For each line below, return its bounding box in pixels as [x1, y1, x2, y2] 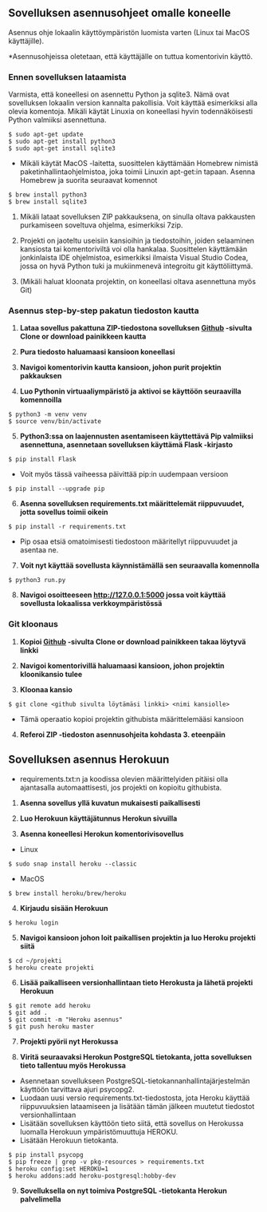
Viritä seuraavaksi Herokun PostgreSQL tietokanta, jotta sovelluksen [19, 1052, 253, 1061]
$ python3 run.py [8, 576, 66, 584]
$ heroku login [8, 918, 59, 927]
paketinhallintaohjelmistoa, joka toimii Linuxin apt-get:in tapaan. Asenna [19, 167, 256, 176]
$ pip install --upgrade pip [8, 485, 105, 493]
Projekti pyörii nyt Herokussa [19, 1036, 119, 1046]
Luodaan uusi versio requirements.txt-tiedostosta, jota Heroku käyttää [19, 1093, 250, 1103]
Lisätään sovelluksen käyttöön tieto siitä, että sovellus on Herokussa [19, 1118, 244, 1128]
